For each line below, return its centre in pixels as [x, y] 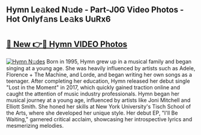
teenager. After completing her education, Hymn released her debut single [98, 81]
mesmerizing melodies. [35, 126]
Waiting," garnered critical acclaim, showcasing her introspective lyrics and [99, 119]
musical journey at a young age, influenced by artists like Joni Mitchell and [98, 100]
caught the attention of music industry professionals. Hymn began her [93, 94]
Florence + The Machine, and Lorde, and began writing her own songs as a [99, 75]
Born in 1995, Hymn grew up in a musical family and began [119, 61]
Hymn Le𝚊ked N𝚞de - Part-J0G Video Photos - [95, 10]
